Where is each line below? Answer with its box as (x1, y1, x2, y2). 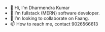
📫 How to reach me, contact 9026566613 (10, 21, 98, 27)
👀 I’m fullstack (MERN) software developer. (10, 10, 100, 16)
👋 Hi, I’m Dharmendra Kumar (10, 5, 70, 10)
